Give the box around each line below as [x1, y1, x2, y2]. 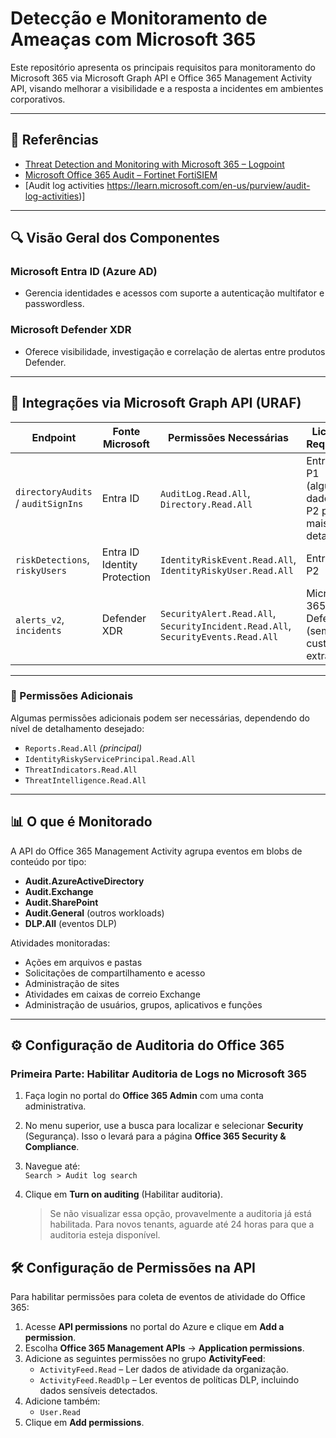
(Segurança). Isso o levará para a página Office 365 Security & [24, 1130, 287, 1142]
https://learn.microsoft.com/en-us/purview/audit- [106, 179, 311, 191]
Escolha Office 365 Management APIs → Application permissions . [24, 1342, 305, 1354]
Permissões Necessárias [168, 430, 290, 444]
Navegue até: [24, 1160, 81, 1172]
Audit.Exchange [24, 885, 94, 897]
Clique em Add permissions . [24, 1417, 145, 1429]
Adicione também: [24, 1395, 101, 1407]
